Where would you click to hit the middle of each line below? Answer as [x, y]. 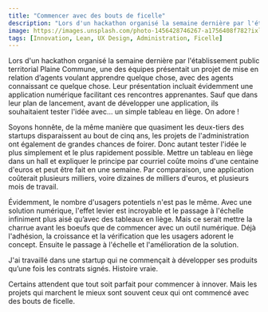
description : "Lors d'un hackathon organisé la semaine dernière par [126, 23]
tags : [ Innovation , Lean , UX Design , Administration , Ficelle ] [116, 38]
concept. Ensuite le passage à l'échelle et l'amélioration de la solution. [124, 245]
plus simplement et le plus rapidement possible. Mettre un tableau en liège [131, 153]
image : [19, 30]
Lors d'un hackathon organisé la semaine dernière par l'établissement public [134, 61]
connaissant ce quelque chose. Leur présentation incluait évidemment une [131, 86]
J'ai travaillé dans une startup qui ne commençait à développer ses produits [133, 260]
